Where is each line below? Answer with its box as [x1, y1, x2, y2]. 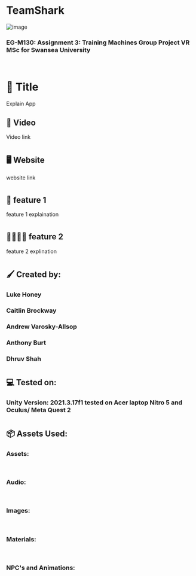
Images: [6, 507, 30, 515]
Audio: [6, 478, 26, 486]
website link [6, 174, 36, 181]
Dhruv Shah [6, 354, 42, 362]
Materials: [6, 535, 37, 543]
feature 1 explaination [6, 211, 59, 218]
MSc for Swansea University [6, 45, 91, 54]
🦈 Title [6, 80, 39, 94]
